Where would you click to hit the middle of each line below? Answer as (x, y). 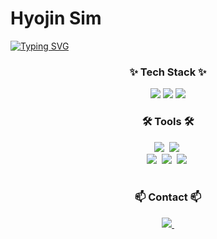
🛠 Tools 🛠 (168, 122)
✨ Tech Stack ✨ (168, 72)
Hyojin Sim (56, 18)
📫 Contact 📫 (168, 197)
